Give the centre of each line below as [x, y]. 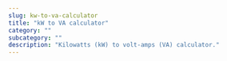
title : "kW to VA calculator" [59, 23]
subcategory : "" [35, 38]
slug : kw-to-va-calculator [53, 15]
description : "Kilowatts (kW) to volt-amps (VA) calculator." [114, 45]
